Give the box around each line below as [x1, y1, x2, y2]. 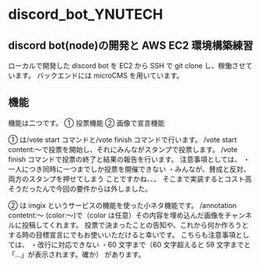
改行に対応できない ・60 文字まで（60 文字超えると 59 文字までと [37, 239, 251, 249]
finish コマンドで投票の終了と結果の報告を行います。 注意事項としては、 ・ [8, 155, 251, 164]
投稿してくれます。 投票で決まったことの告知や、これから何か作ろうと [21, 220, 249, 229]
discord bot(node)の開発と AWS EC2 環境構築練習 [8, 38, 253, 52]
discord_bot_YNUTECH [8, 5, 163, 24]
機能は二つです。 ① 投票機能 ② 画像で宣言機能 [8, 118, 165, 127]
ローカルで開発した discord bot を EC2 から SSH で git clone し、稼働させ [8, 61, 246, 70]
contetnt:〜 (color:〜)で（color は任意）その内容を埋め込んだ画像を [8, 210, 225, 220]
